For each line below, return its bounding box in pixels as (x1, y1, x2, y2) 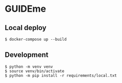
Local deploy (5, 23, 46, 32)
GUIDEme (5, 3, 46, 15)
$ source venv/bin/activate (5, 68, 65, 74)
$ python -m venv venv (5, 64, 53, 69)
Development (5, 50, 49, 59)
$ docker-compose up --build (5, 37, 67, 42)
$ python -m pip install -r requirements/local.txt (5, 73, 117, 78)
